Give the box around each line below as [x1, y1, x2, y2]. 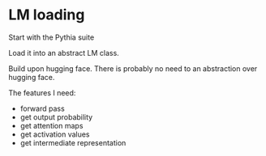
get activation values [19, 129, 91, 139]
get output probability [19, 112, 93, 122]
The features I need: [8, 87, 76, 98]
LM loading [8, 6, 85, 24]
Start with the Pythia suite [8, 32, 95, 42]
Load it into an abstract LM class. [8, 48, 119, 57]
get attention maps [19, 120, 84, 130]
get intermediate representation [19, 137, 127, 147]
